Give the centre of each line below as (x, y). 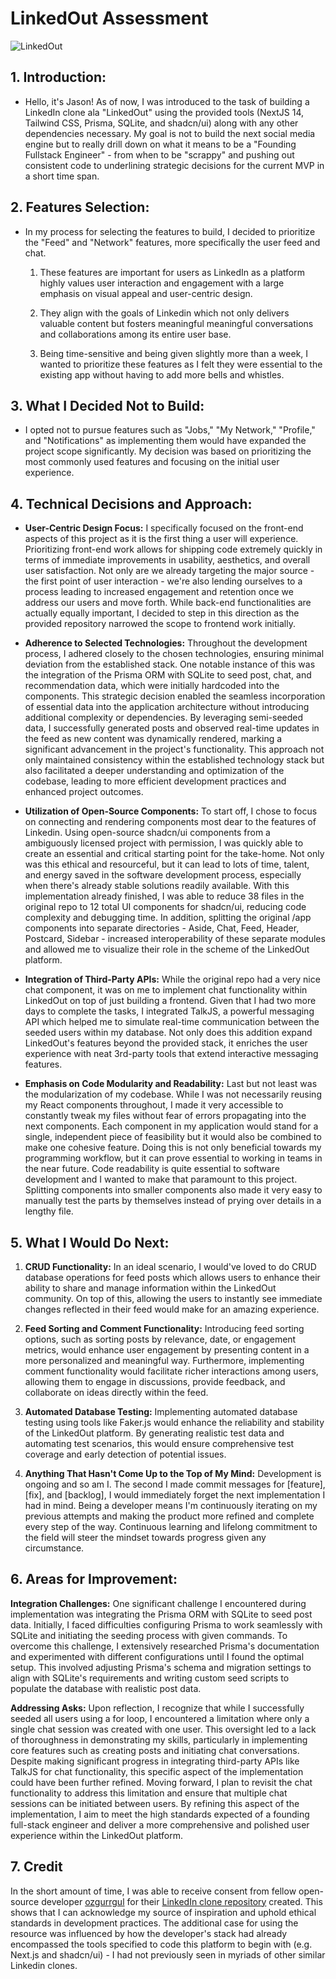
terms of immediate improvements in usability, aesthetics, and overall (167, 560)
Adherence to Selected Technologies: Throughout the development (166, 643)
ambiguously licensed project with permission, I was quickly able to (164, 843)
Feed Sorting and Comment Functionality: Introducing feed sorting (164, 1328)
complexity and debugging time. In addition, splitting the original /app (168, 918)
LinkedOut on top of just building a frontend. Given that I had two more (170, 1001)
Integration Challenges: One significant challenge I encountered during (158, 1603)
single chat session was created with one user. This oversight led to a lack (163, 1729)
